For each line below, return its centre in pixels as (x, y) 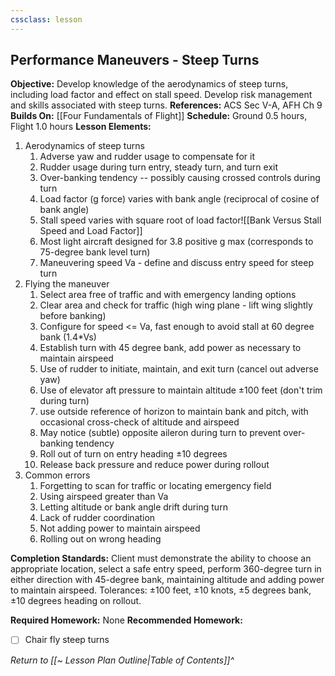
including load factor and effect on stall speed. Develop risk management (161, 95)
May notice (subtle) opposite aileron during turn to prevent (160, 433)
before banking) (73, 316)
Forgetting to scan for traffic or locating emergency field (155, 486)
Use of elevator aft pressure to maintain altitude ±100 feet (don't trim (181, 390)
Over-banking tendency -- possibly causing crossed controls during (180, 178)
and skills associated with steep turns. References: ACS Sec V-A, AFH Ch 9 (166, 105)
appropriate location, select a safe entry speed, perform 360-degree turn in (166, 569)
